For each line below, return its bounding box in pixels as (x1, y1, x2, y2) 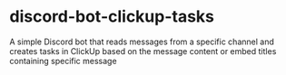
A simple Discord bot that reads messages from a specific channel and (9, 36, 274, 47)
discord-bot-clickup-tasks (9, 6, 215, 27)
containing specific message (9, 55, 117, 66)
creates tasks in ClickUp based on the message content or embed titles (9, 45, 277, 56)
